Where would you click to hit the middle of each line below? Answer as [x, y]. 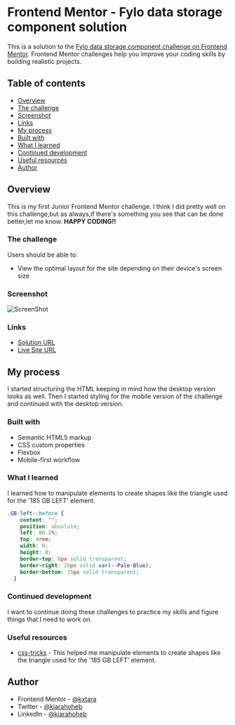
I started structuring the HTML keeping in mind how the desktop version [111, 389]
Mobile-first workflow [49, 459]
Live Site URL [37, 350]
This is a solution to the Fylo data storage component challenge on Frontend [117, 46]
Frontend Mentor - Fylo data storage [115, 12]
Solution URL [36, 343]
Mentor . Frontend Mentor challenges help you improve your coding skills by [116, 54]
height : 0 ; [36, 553]
